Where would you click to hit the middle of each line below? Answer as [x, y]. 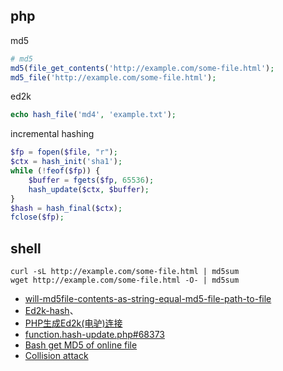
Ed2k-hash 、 [51, 311]
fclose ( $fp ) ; [37, 217]
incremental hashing [52, 134]
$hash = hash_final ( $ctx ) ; [66, 208]
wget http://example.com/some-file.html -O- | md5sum [125, 280]
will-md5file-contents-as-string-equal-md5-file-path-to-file [148, 299]
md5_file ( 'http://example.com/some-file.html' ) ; [113, 77]
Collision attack [56, 356]
